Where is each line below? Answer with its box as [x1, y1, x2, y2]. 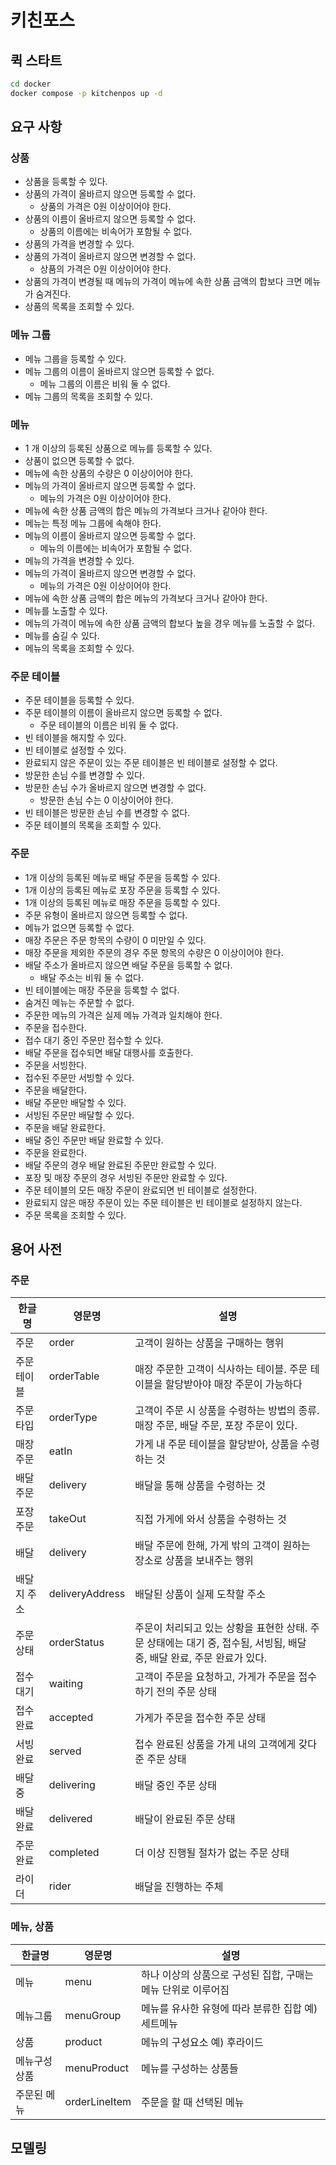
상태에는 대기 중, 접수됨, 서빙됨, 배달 [146, 1636, 307, 1650]
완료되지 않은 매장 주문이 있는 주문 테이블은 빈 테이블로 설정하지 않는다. [24, 1196, 303, 1208]
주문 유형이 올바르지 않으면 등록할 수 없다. [24, 909, 188, 921]
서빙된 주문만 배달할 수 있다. [24, 1109, 135, 1121]
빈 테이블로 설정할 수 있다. [24, 744, 127, 756]
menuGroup [64, 2008, 122, 2022]
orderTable [48, 1369, 100, 1383]
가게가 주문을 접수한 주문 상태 [134, 1711, 266, 1725]
